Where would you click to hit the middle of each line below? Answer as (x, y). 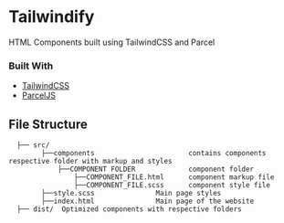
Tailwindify (52, 17)
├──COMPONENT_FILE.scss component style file (172, 186)
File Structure (48, 124)
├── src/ (33, 145)
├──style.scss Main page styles (131, 194)
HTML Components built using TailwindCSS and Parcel (112, 42)
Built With (31, 66)
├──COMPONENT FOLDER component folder (156, 170)
